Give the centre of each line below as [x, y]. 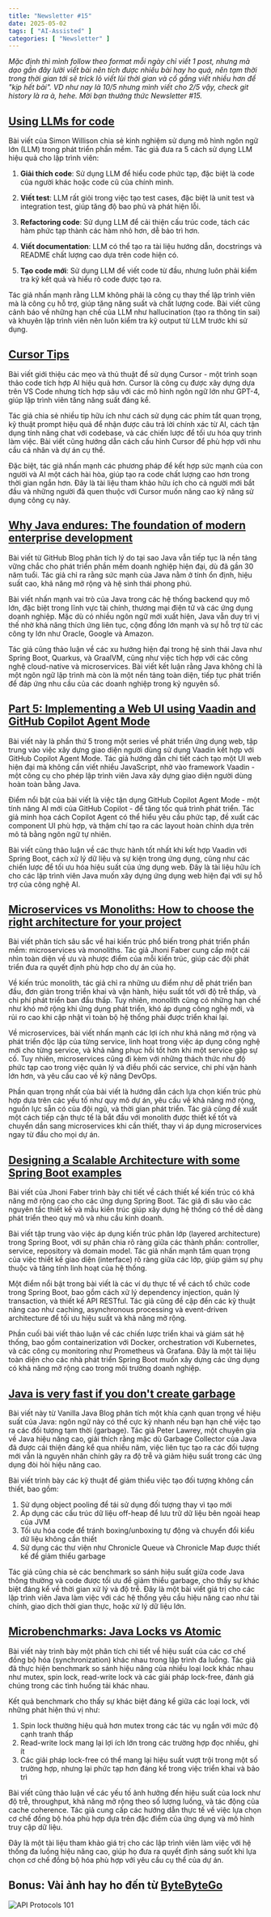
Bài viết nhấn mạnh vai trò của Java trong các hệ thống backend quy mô [129, 599]
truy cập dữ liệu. [36, 1827]
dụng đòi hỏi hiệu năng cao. [55, 1464]
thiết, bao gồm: [34, 1488]
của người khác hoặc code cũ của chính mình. [97, 182]
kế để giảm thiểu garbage [63, 1556]
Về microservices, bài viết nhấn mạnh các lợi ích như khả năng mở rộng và [132, 1033]
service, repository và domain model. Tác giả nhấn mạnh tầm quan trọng [129, 1251]
